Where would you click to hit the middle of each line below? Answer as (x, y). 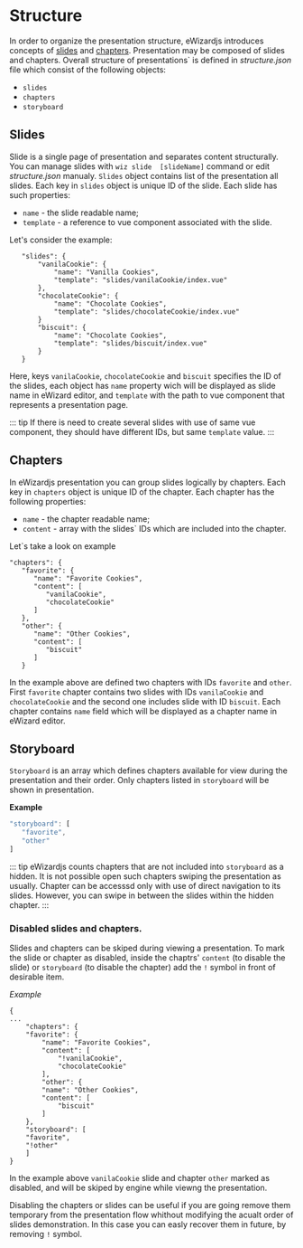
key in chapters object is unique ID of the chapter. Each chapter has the (142, 492)
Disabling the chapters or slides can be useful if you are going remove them (150, 1205)
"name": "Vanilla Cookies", (106, 272)
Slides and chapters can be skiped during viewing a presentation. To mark (147, 948)
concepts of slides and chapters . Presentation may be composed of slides (147, 50)
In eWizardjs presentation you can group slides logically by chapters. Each (147, 482)
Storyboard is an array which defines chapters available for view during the (149, 771)
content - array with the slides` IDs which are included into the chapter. (154, 528)
